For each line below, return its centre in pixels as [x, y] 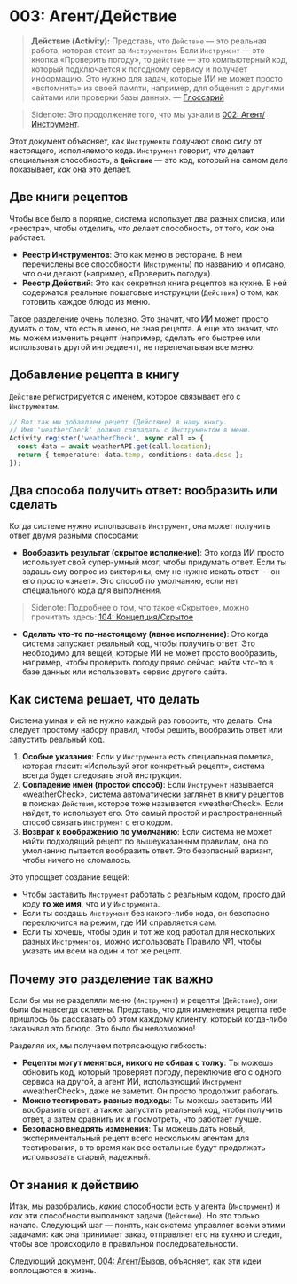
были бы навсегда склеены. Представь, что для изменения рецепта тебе [148, 1010]
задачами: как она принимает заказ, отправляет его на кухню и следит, [146, 1234]
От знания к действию [74, 1185]
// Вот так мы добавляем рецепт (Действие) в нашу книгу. [118, 422]
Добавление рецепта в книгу [94, 375]
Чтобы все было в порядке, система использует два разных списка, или [147, 218]
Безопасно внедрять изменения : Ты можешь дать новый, [133, 1129]
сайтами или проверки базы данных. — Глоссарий [127, 97]
